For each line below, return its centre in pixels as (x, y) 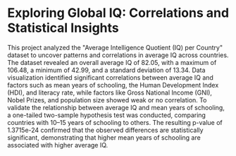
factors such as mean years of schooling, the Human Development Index (113, 85)
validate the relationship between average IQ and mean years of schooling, (116, 107)
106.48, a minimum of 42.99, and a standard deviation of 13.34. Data (106, 70)
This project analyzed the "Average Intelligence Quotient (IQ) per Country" (115, 47)
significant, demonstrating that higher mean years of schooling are (104, 137)
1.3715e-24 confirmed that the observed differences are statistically (105, 130)
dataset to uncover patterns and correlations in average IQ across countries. (118, 55)
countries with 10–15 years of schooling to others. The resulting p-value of (115, 122)
